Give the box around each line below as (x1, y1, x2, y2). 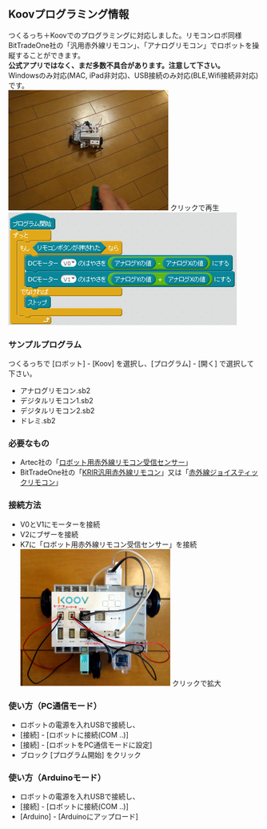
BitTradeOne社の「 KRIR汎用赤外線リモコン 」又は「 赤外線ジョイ (19, 467, 231, 477)
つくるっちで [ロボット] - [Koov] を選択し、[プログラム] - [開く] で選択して (8, 359, 254, 369)
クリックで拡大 (171, 678, 221, 688)
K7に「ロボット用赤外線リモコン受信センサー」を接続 (19, 540, 197, 549)
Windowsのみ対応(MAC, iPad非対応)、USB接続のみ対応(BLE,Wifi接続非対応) (8, 71, 259, 80)
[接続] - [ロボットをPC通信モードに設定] (19, 740, 153, 750)
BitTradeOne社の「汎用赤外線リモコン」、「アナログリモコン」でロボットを (8, 40, 253, 50)
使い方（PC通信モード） (8, 700, 102, 711)
